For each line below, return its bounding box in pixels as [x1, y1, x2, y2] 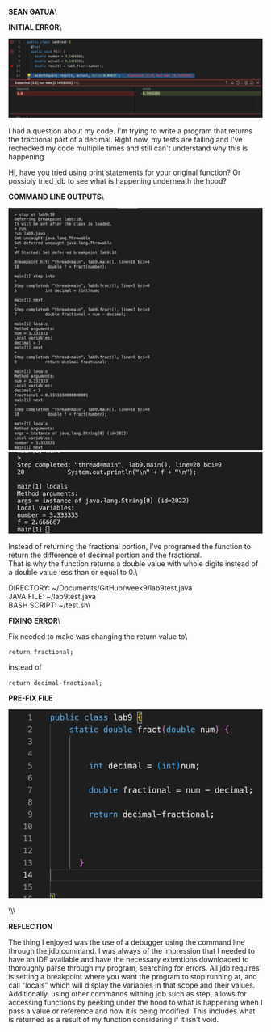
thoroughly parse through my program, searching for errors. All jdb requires [8, 962, 260, 973]
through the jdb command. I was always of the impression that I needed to [8, 945, 256, 955]
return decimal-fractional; [8, 679, 103, 687]
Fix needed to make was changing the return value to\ [8, 632, 188, 641]
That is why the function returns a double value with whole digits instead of [8, 559, 259, 569]
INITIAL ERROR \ [8, 23, 62, 32]
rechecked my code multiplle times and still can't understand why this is [8, 143, 248, 153]
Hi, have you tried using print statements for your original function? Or [8, 167, 241, 177]
